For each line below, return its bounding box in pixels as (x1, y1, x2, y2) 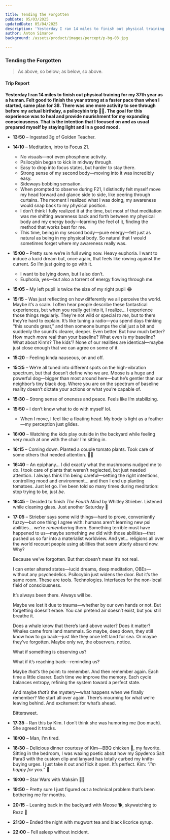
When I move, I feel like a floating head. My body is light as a (20, 416, 147, 422)
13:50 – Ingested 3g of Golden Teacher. (12, 133, 96, 140)
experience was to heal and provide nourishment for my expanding (5, 113, 150, 119)
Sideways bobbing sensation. (20, 180, 82, 186)
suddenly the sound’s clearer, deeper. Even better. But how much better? (12, 328, 165, 334)
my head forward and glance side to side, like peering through (20, 192, 151, 198)
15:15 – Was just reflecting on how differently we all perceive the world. (12, 296, 161, 302)
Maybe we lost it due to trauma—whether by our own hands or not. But (12, 602, 161, 608)
